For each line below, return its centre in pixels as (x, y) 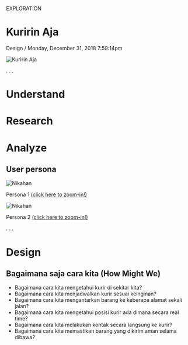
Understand (36, 94)
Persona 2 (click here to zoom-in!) (47, 217)
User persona (31, 169)
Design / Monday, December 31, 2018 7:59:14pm (64, 48)
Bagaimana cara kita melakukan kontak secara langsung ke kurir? (93, 325)
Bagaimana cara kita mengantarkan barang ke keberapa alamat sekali (98, 300)
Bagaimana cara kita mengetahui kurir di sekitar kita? (78, 288)
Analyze (27, 148)
